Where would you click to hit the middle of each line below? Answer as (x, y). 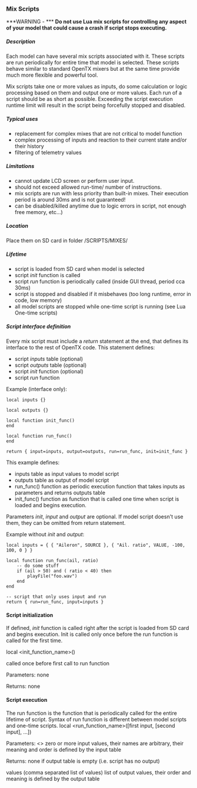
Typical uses (22, 119)
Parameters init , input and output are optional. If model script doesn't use (95, 517)
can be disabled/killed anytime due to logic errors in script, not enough (100, 206)
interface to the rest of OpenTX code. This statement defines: (81, 347)
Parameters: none (28, 675)
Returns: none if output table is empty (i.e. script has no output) (83, 761)
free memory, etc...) (39, 212)
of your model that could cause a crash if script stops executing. (86, 28)
